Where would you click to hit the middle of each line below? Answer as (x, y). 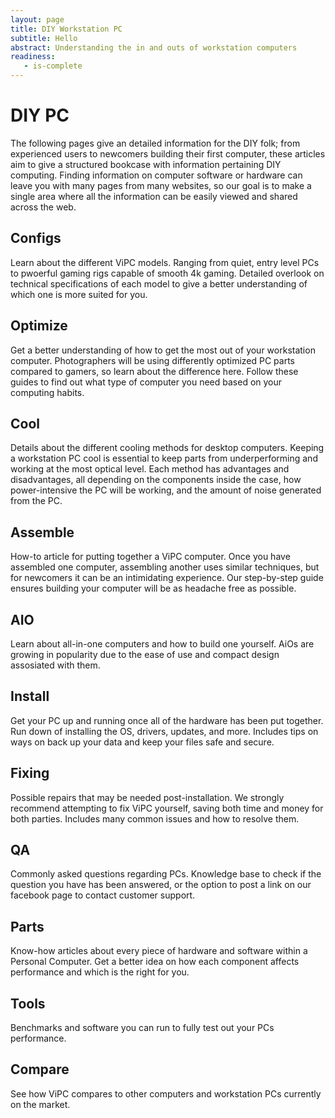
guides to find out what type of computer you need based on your (146, 382)
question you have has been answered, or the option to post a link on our (161, 885)
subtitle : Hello (44, 38)
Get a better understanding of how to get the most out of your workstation (163, 350)
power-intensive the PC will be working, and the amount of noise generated (166, 490)
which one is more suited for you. (79, 294)
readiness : (33, 57)
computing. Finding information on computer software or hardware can (156, 175)
